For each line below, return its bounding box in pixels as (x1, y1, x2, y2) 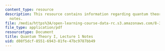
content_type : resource (5, 7, 54, 12)
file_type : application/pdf (5, 25, 63, 30)
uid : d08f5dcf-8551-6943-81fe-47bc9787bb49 (5, 39, 96, 44)
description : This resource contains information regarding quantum (5, 12, 148, 17)
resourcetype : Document (5, 30, 54, 34)
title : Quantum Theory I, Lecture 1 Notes (5, 34, 93, 39)
